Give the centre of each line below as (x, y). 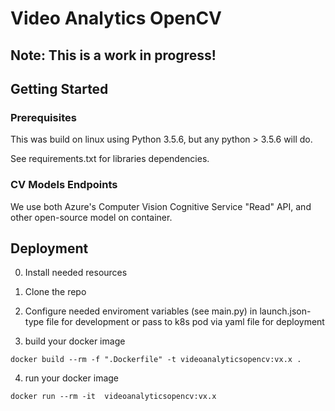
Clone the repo (55, 292)
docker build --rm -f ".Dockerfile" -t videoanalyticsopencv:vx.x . (156, 360)
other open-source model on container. (91, 217)
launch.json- (285, 311)
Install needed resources (76, 273)
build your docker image (75, 341)
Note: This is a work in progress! (113, 55)
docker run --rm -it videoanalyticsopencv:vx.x (113, 397)
